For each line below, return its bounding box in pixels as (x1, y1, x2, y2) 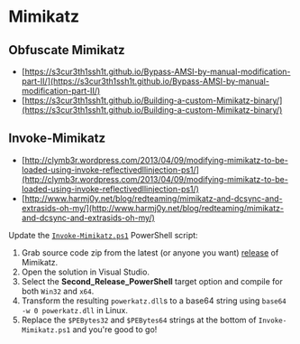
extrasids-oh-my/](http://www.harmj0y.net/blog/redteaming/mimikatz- (21, 202, 285, 213)
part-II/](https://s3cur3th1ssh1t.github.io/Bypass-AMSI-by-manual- (21, 76, 269, 87)
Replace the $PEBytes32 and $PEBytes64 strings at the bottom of (21, 314, 257, 325)
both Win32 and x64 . (21, 285, 95, 296)
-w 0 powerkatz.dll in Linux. (21, 304, 128, 315)
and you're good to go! (72, 323, 158, 335)
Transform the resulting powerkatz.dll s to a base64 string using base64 (21, 295, 287, 306)
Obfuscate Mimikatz (8, 42, 125, 58)
